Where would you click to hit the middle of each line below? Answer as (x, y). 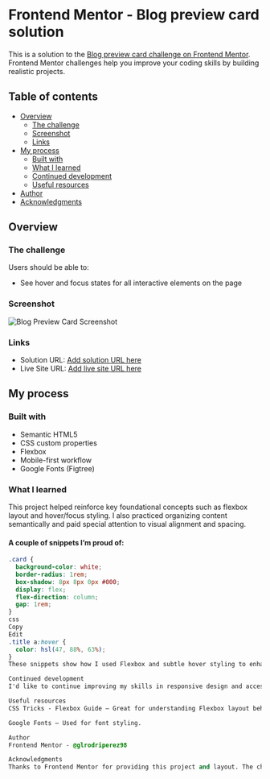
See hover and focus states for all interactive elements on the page (131, 283)
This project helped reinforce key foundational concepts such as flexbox (128, 507)
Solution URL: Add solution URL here (81, 360)
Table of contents (53, 97)
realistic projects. (37, 71)
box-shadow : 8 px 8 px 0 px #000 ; (68, 582)
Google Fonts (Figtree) (57, 468)
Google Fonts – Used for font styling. (75, 723)
